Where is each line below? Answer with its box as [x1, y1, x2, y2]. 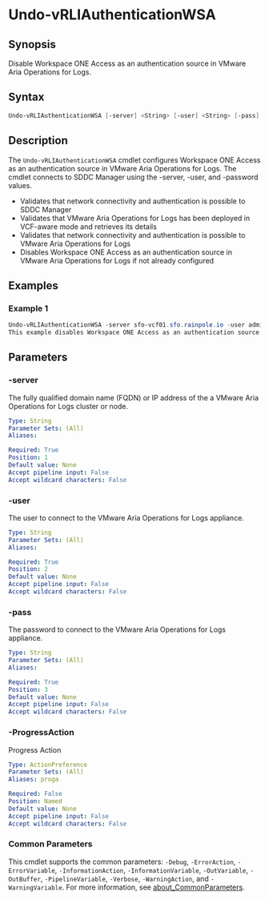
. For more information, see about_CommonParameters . [62, 882, 246, 892]
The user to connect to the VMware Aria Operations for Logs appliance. [8, 512, 244, 522]
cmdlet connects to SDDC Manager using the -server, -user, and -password [8, 172, 259, 182]
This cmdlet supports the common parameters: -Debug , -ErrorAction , [8, 857, 236, 866]
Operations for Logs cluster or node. [8, 401, 129, 411]
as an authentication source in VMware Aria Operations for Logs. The [8, 163, 237, 173]
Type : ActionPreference [8, 761, 88, 769]
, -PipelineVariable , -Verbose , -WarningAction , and [40, 874, 210, 883]
